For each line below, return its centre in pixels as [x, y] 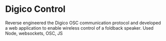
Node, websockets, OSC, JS [34, 33]
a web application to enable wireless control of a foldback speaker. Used [79, 28]
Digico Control [35, 9]
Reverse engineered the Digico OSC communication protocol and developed [83, 23]
